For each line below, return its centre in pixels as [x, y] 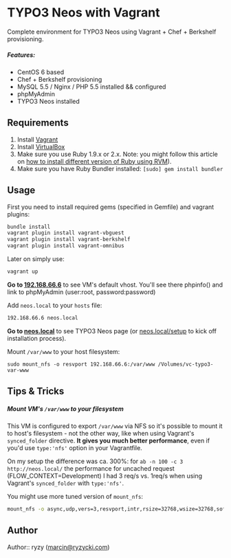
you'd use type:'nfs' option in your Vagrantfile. [75, 448]
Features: [21, 55]
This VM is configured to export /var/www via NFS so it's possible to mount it [115, 426]
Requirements [38, 123]
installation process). [37, 338]
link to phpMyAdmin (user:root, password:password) [81, 292]
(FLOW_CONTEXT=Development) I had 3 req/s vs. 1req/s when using [105, 476]
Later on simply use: [36, 259]
